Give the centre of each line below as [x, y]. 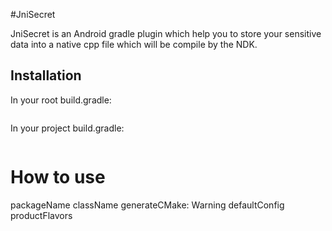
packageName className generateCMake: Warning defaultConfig [147, 205]
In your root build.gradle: [61, 100]
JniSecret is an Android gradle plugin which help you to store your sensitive [166, 33]
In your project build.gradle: [67, 128]
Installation [46, 75]
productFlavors [41, 215]
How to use [58, 177]
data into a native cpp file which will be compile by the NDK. [134, 44]
